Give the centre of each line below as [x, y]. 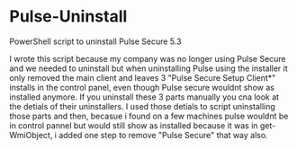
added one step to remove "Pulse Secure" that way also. [163, 135]
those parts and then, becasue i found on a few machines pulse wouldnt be [149, 116]
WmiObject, [31, 135]
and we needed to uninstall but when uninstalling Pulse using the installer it [148, 68]
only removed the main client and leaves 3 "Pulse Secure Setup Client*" [143, 77]
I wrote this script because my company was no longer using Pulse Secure [148, 58]
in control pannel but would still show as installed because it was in [134, 125]
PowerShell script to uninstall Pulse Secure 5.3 [95, 41]
